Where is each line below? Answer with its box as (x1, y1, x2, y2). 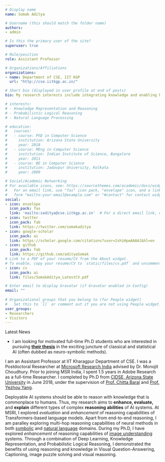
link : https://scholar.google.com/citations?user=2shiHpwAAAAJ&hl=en (9, 238, 155, 243)
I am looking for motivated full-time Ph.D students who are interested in (12, 339, 157, 345)
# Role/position (5, 52, 38, 57)
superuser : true (5, 43, 38, 48)
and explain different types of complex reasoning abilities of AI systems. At (5, 404, 159, 410)
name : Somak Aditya (5, 12, 45, 17)
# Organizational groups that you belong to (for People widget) (5, 297, 141, 302)
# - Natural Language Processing (5, 115, 74, 120)
